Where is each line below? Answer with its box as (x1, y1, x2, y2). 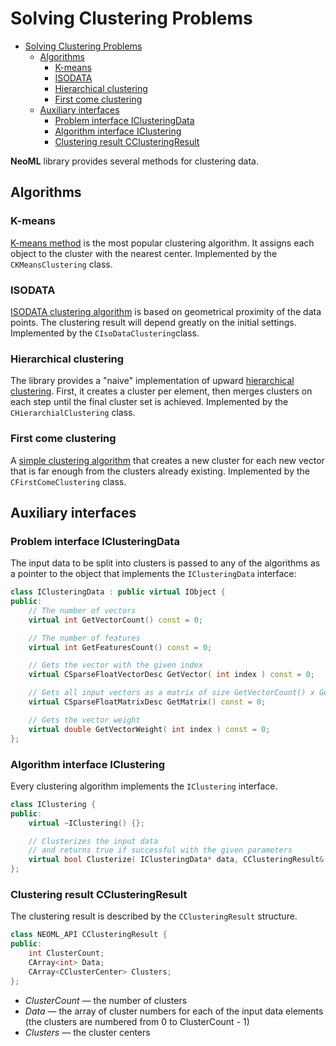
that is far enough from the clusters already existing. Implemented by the (10, 465, 310, 477)
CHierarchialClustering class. (10, 407, 136, 419)
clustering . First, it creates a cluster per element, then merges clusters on (10, 385, 313, 397)
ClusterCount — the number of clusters (24, 994, 188, 1006)
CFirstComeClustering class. (10, 475, 127, 487)
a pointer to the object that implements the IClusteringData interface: (10, 568, 297, 580)
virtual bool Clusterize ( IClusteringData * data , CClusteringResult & (28, 855, 325, 865)
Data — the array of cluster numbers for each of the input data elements (24, 1005, 324, 1017)
